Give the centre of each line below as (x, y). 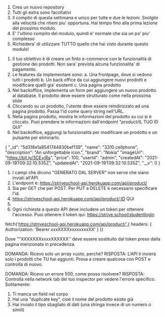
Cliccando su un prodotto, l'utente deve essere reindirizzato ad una (81, 106)
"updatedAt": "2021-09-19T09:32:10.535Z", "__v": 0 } (107, 163)
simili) (18, 310)
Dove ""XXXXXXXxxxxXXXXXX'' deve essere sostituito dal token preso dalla (83, 239)
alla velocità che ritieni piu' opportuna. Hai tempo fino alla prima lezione (85, 23)
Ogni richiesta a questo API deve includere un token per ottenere (78, 209)
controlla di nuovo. (24, 264)
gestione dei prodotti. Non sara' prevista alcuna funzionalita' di (76, 64)
